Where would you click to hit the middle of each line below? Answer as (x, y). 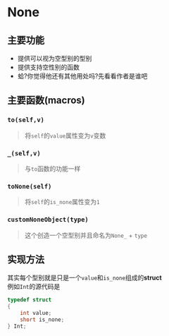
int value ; (36, 313)
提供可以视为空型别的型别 (55, 58)
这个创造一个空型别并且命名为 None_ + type (86, 235)
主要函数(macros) (46, 101)
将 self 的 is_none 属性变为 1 (62, 202)
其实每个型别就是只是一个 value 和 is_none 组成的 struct (84, 278)
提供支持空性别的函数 (48, 67)
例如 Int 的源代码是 (34, 287)
